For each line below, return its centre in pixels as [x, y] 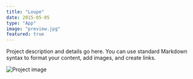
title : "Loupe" [25, 12]
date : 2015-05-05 [28, 17]
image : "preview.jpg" [33, 29]
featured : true [25, 34]
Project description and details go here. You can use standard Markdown [97, 51]
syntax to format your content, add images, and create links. [81, 58]
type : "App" [21, 23]
